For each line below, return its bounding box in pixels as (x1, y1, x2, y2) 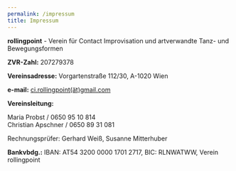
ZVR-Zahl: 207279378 (7, 57, 75, 66)
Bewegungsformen (7, 44, 63, 53)
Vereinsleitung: (7, 99, 54, 107)
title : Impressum (7, 17, 59, 24)
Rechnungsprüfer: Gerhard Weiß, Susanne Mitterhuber (7, 134, 168, 143)
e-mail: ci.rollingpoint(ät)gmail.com (7, 85, 111, 94)
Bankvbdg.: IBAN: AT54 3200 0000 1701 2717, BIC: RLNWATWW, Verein (7, 148, 219, 156)
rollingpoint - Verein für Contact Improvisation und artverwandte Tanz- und (7, 36, 230, 45)
